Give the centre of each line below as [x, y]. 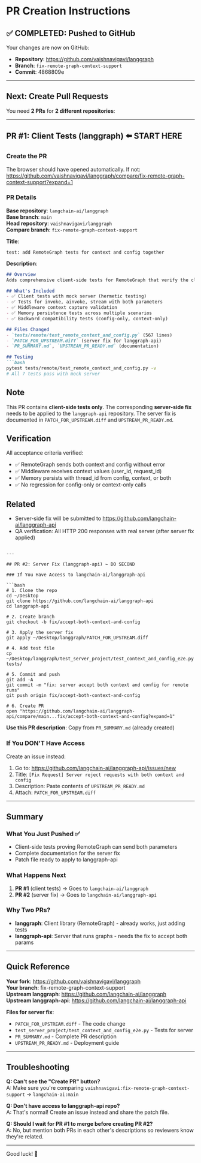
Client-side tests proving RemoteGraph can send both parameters [96, 847]
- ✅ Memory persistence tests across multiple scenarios [79, 313]
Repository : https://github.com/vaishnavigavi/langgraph [84, 59]
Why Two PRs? [28, 910]
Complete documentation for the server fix [67, 854]
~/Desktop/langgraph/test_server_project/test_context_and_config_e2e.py [100, 659]
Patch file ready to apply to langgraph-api [66, 860]
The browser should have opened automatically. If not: [73, 169]
